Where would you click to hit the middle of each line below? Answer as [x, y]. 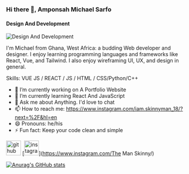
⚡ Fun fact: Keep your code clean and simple [69, 130]
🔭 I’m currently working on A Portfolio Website [70, 90]
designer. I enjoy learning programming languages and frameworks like [92, 54]
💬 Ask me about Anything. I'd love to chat [65, 102]
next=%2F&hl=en [36, 117]
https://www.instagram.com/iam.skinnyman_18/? [124, 109]
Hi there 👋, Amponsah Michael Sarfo [59, 9]
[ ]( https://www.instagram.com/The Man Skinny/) [88, 153]
